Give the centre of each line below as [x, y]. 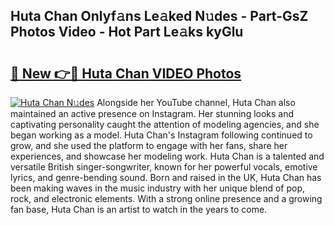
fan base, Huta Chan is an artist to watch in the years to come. [139, 209]
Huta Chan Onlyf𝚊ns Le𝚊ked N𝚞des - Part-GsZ [159, 16]
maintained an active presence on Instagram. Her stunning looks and [152, 113]
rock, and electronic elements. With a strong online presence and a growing [166, 198]
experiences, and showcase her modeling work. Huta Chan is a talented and [167, 156]
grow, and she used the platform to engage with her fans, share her [149, 145]
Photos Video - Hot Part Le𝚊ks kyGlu [127, 32]
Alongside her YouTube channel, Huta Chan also [196, 102]
